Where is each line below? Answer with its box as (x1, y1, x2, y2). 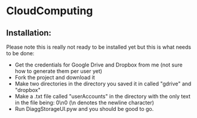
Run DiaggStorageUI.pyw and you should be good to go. (14, 106, 154, 112)
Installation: (6, 28, 52, 38)
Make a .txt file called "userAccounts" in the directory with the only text (14, 93, 191, 100)
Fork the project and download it (14, 74, 96, 81)
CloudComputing (6, 4, 94, 18)
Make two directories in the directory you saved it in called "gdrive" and (14, 80, 192, 87)
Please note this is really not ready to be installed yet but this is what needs (6, 43, 192, 50)
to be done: (6, 50, 35, 57)
